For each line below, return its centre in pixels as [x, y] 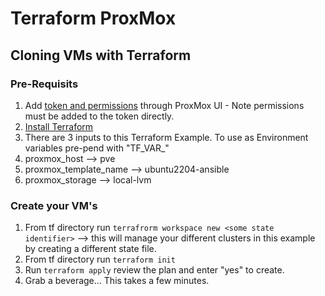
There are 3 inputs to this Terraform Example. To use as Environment [166, 137]
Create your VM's [54, 205]
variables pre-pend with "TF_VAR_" [97, 148]
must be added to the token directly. [99, 116]
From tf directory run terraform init [100, 259]
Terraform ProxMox [93, 18]
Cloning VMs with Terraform [101, 55]
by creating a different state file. [90, 249]
